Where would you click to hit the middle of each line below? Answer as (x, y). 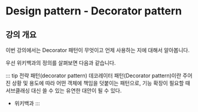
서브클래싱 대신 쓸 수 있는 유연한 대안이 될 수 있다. (64, 90)
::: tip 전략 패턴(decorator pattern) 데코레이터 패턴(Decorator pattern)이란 (94, 75)
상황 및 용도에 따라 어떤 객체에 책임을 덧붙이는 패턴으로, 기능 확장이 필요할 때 (101, 83)
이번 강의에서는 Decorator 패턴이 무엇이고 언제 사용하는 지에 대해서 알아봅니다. (98, 50)
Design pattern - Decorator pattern (94, 11)
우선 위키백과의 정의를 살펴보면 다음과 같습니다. (61, 63)
